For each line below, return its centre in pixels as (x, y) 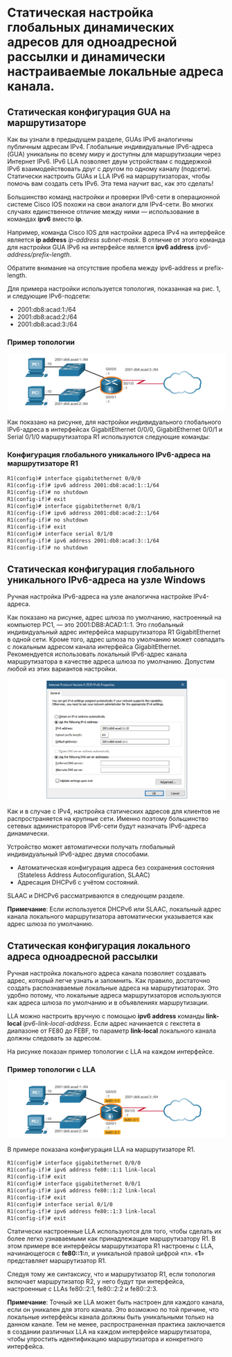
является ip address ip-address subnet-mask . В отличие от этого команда (116, 240)
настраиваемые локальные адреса (115, 72)
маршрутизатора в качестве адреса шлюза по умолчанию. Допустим (111, 662)
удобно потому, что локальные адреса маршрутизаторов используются (114, 995)
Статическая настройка (80, 13)
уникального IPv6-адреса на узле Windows (106, 580)
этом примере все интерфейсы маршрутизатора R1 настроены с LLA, (110, 1246)
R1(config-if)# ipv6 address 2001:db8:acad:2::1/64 (83, 513)
